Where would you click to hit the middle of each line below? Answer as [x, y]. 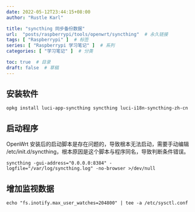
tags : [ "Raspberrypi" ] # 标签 [48, 40]
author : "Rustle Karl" [35, 18]
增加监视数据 [30, 189]
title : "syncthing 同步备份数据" [46, 29]
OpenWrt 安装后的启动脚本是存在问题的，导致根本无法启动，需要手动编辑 [98, 144]
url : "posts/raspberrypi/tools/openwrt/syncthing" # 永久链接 [87, 34]
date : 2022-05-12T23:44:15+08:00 [48, 12]
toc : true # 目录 [28, 62]
